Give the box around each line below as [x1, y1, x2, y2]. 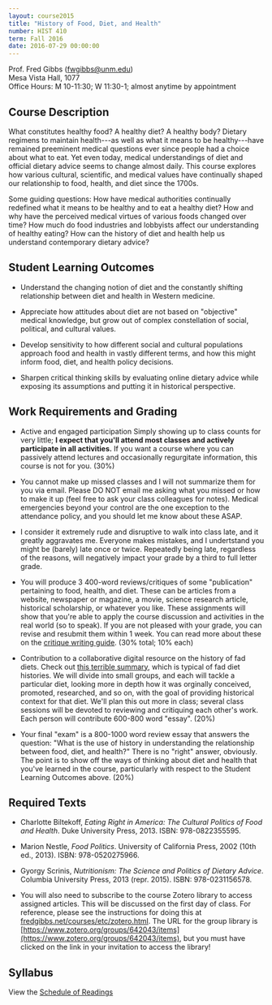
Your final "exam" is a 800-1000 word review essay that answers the [19, 729, 250, 739]
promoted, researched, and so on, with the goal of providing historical [19, 688, 254, 697]
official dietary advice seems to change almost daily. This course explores [8, 161, 257, 170]
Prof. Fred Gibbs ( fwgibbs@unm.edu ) [8, 64, 134, 74]
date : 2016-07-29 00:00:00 [8, 42, 100, 50]
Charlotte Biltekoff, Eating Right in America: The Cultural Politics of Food [19, 817, 262, 827]
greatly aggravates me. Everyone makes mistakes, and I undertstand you [19, 535, 265, 545]
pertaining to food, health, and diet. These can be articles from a [19, 585, 237, 595]
